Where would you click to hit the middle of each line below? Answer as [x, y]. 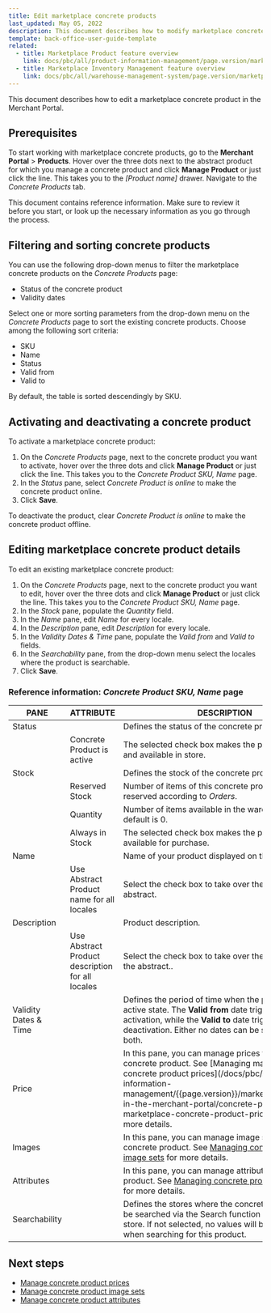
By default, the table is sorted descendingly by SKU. [95, 397]
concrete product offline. [50, 525]
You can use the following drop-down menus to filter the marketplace [124, 265]
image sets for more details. [175, 1158]
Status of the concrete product [71, 289]
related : [23, 46]
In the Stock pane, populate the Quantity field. [97, 610]
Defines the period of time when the [191, 1000]
